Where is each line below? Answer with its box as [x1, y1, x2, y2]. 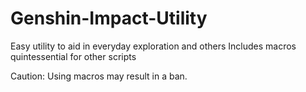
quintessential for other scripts [10, 50, 137, 62]
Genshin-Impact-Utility [10, 7, 208, 30]
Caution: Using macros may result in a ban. [10, 70, 188, 82]
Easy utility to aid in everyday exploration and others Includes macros [10, 40, 297, 52]
